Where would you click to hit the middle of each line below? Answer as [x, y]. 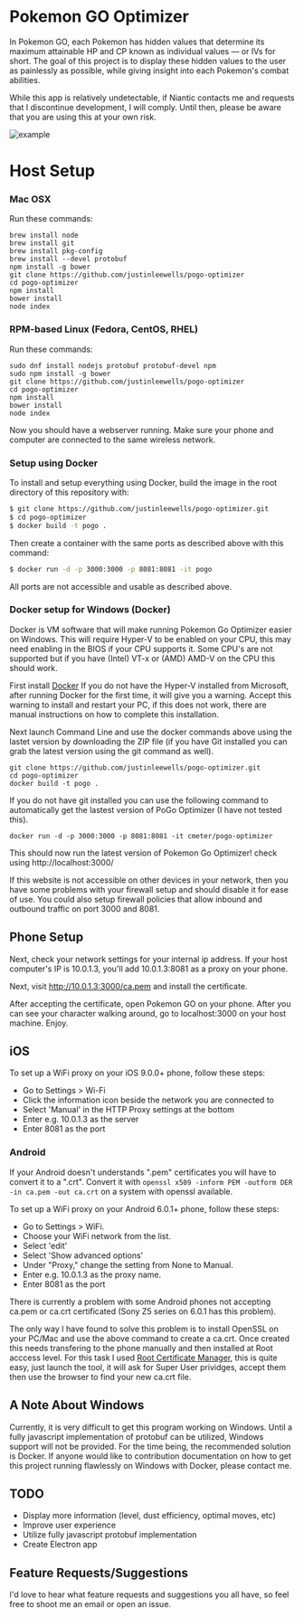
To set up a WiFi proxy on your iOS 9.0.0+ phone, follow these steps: [137, 1073]
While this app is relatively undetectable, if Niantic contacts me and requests [152, 98]
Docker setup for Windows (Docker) [90, 610]
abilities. [25, 80]
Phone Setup [47, 937]
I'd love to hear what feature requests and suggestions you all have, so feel [149, 1594]
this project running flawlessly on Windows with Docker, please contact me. [151, 1465]
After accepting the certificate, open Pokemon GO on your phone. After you [150, 1003]
